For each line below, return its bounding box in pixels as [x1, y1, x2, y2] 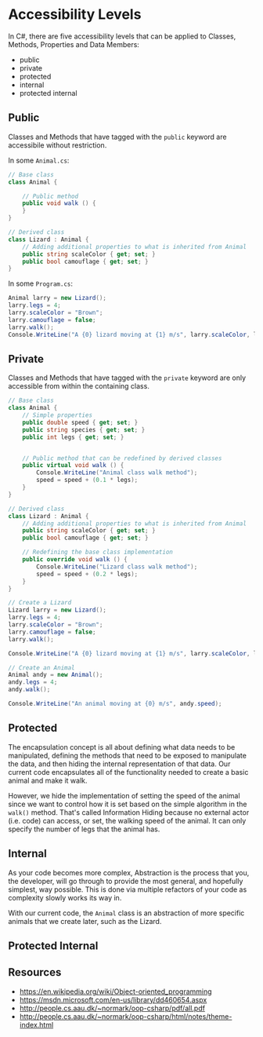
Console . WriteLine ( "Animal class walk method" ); [36, 469, 198, 477]
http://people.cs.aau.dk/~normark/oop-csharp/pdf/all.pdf [19, 1003, 206, 1013]
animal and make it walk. [8, 776, 88, 785]
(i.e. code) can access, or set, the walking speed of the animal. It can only [8, 816, 247, 825]
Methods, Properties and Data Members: [8, 39, 139, 49]
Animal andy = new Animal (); [8, 671, 103, 679]
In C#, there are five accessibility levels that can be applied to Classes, [8, 31, 236, 41]
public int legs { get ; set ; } [22, 433, 124, 441]
